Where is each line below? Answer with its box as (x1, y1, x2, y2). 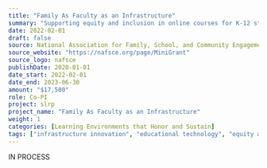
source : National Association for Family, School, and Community (8, 41, 229, 49)
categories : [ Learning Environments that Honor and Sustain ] (8, 123, 215, 131)
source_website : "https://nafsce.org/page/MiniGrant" (8, 49, 191, 57)
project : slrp (8, 100, 56, 108)
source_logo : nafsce (8, 57, 77, 64)
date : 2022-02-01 (8, 26, 66, 34)
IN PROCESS (8, 152, 50, 162)
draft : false (8, 33, 52, 42)
